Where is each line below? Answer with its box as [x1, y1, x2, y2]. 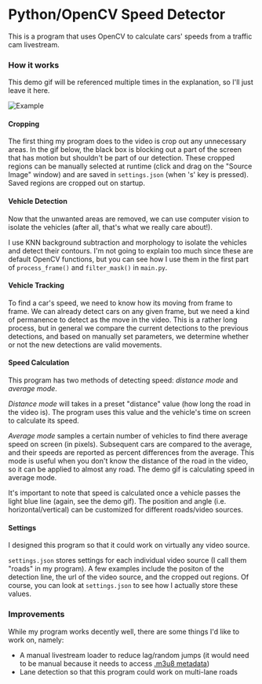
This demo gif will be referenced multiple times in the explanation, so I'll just [8, 77, 253, 87]
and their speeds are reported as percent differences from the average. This [8, 448, 255, 457]
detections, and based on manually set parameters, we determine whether [8, 331, 249, 341]
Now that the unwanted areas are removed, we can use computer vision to [8, 214, 249, 224]
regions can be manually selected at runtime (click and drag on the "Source [8, 161, 253, 171]
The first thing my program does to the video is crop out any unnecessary [8, 136, 247, 146]
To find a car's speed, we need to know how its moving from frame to [8, 298, 233, 308]
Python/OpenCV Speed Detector [8, 6, 226, 24]
